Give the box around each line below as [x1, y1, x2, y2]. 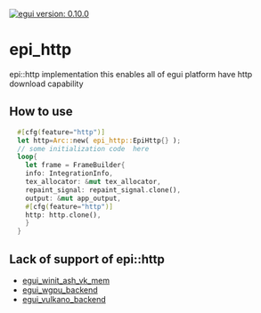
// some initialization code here [17, 144, 150, 153]
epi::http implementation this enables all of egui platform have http [9, 68, 253, 79]
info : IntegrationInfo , [25, 169, 114, 178]
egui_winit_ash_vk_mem [21, 275, 110, 285]
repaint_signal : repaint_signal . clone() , [25, 185, 181, 195]
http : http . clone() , [25, 210, 102, 220]
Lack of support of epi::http [9, 252, 165, 267]
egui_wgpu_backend [21, 285, 98, 295]
